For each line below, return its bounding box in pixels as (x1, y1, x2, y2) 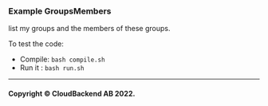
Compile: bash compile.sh (19, 54, 105, 65)
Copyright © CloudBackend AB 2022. (8, 88, 136, 98)
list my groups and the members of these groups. (8, 24, 171, 33)
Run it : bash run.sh (19, 63, 85, 73)
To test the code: (8, 39, 64, 49)
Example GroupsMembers (8, 6, 112, 17)
